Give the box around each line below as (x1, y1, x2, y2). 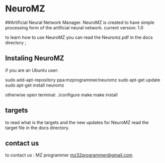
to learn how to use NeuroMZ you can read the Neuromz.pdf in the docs (5, 34, 153, 40)
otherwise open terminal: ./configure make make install (5, 91, 118, 97)
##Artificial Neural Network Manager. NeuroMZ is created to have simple (5, 19, 155, 25)
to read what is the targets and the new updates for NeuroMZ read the (5, 119, 149, 125)
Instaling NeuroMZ (5, 54, 65, 63)
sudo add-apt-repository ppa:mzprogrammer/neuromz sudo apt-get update (5, 77, 161, 82)
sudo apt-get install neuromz (5, 82, 65, 88)
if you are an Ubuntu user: (5, 67, 59, 73)
